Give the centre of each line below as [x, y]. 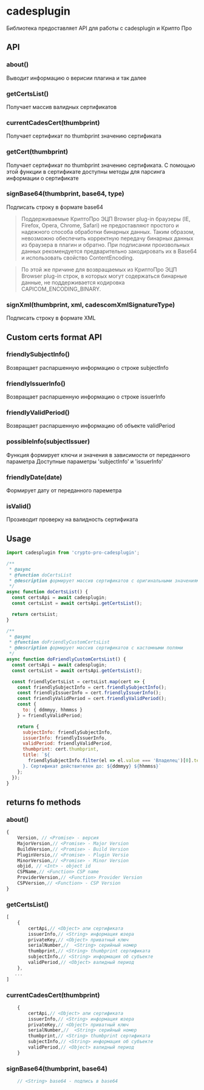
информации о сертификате [42, 178]
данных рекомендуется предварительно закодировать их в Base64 [109, 251]
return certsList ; [35, 614]
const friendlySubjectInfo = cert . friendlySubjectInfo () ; [92, 687]
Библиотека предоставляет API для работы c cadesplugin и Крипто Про [99, 28]
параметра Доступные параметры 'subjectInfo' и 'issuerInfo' [85, 461]
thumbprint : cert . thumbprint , [60, 749]
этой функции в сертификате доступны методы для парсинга [86, 171]
